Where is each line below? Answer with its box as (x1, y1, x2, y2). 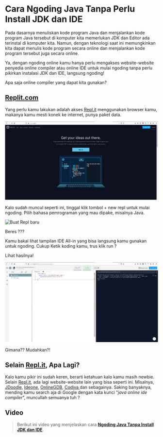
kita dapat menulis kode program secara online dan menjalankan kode (5, 45, 146, 51)
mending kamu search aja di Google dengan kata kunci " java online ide (5, 389, 147, 395)
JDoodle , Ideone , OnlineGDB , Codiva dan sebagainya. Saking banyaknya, (5, 384, 152, 390)
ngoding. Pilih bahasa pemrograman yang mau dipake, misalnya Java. (5, 210, 145, 216)
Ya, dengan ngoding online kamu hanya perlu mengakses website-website (5, 60, 154, 66)
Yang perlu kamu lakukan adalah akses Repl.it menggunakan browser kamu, (5, 106, 158, 112)
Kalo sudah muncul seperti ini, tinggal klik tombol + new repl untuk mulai (5, 204, 150, 210)
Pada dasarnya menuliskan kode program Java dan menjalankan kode (5, 30, 145, 35)
